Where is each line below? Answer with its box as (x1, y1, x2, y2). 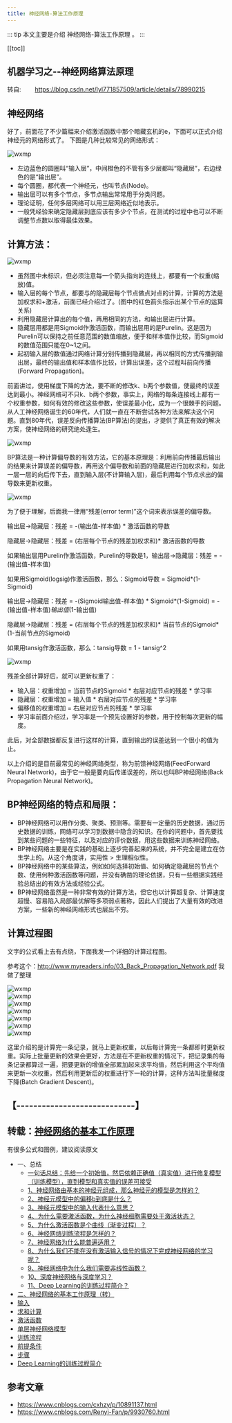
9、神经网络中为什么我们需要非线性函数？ (27, 1264, 147, 1272)
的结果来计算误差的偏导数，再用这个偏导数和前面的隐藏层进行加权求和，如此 (7, 462, 225, 470)
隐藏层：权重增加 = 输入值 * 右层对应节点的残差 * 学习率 (17, 695, 177, 704)
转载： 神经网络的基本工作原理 (7, 1126, 135, 1137)
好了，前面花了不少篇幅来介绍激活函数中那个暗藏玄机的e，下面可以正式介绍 (7, 128, 223, 136)
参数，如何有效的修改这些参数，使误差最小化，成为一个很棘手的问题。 (25, 399, 225, 408)
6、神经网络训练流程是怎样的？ (27, 1229, 117, 1237)
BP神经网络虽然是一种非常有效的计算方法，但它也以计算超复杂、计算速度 (17, 888, 225, 896)
